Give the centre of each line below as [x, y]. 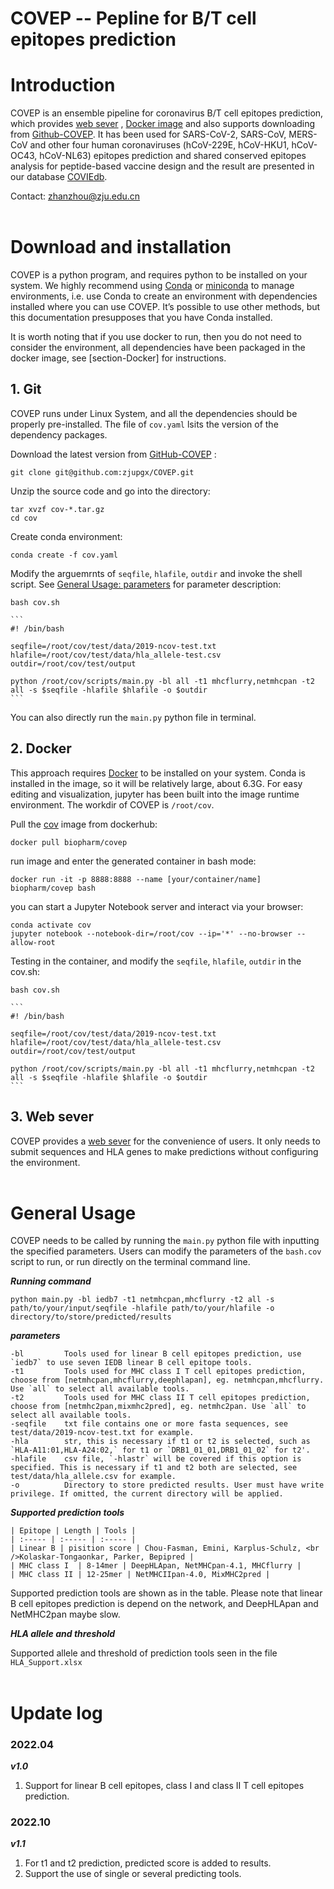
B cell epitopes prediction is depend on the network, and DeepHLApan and [164, 1604]
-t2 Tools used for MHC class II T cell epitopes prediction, [160, 1398]
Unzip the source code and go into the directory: [110, 491]
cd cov [24, 518]
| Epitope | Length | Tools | [73, 1531]
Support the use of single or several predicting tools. [133, 1874]
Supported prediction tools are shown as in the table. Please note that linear [166, 1593]
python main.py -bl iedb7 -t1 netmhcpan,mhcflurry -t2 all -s [142, 1300]
